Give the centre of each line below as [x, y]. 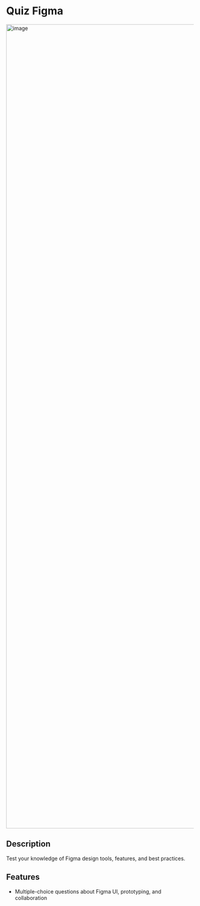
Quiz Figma [35, 11]
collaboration [31, 898]
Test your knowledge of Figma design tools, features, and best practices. [96, 858]
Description [28, 844]
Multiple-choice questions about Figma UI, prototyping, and [88, 891]
